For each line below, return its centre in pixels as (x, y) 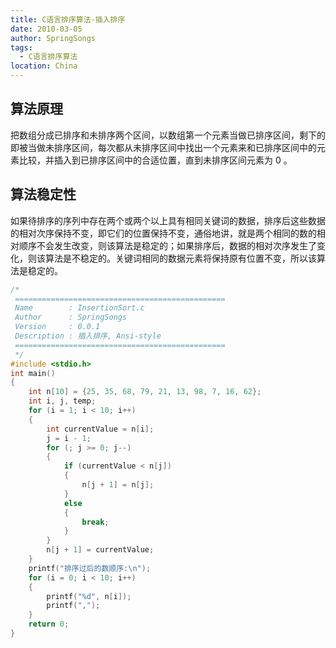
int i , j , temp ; (62, 401)
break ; (95, 522)
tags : (21, 47)
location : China (44, 66)
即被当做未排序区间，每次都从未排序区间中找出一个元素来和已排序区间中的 (163, 147)
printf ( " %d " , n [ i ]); (89, 596)
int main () (33, 373)
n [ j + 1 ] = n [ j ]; (118, 485)
